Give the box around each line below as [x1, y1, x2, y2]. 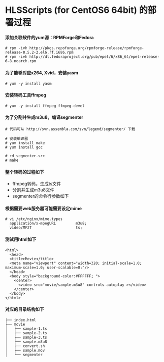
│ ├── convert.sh [5, 343, 45, 349]
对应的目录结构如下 [5, 306, 44, 312]
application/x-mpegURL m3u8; [9, 221, 87, 226]
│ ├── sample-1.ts [5, 326, 48, 331]
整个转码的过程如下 [5, 169, 44, 175]
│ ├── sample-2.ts [5, 330, 48, 335]
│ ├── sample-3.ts [5, 335, 48, 340]
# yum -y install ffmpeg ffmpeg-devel [5, 103, 85, 108]
